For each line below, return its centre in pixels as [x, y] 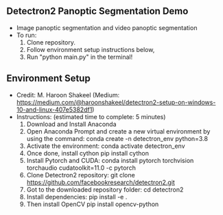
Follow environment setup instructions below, [91, 49]
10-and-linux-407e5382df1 [54, 110]
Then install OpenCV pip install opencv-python [93, 204]
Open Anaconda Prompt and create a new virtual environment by [118, 131]
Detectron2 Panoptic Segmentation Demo [97, 11]
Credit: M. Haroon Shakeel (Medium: [68, 94]
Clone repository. [51, 42]
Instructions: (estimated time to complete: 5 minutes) [91, 116]
